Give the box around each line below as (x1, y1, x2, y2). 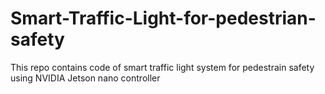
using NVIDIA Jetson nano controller (10, 72, 161, 84)
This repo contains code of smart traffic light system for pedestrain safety (10, 61, 315, 73)
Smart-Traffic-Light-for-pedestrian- (10, 7, 317, 30)
